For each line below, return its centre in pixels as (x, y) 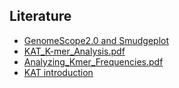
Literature (40, 16)
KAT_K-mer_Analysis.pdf (74, 51)
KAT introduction (58, 72)
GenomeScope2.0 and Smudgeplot (96, 40)
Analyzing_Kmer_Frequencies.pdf (93, 61)
